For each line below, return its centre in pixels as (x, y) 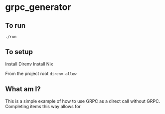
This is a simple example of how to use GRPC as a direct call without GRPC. (83, 101)
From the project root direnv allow (41, 73)
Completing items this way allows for (43, 106)
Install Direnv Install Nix (29, 64)
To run (15, 26)
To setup (19, 52)
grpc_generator (38, 7)
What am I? (23, 89)
